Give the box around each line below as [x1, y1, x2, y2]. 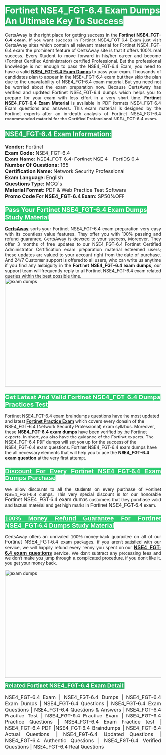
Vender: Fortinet [5, 143, 44, 150]
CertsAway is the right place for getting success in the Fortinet [5, 32, 136, 38]
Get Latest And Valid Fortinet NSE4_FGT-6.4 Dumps [5, 393, 161, 401]
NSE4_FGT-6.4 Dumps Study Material [5, 521, 115, 529]
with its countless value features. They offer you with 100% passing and [5, 231, 161, 237]
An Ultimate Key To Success [5, 15, 124, 27]
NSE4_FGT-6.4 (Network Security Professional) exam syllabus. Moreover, [5, 424, 155, 430]
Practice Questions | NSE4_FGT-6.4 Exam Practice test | [5, 718, 161, 725]
